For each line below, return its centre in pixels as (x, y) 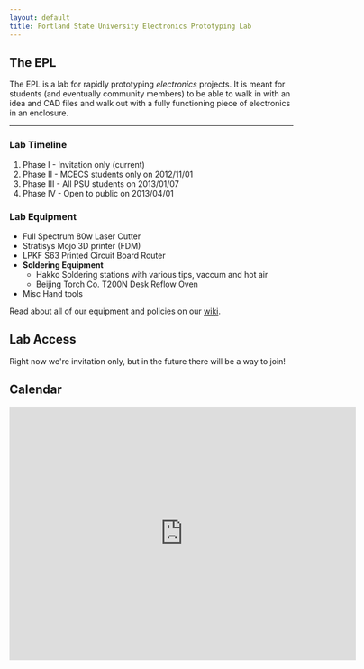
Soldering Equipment (63, 265)
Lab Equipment (43, 216)
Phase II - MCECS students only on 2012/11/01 (108, 174)
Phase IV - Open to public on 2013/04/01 (98, 193)
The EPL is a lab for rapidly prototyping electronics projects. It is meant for (147, 84)
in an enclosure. (39, 113)
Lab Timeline (38, 145)
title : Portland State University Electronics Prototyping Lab (131, 26)
